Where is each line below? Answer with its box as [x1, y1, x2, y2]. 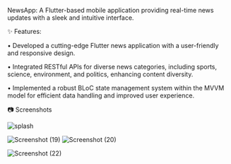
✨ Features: [7, 28, 42, 35]
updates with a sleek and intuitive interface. [7, 13, 134, 22]
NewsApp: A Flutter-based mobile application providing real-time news [7, 6, 214, 14]
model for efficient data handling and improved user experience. [7, 91, 195, 100]
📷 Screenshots [7, 105, 52, 114]
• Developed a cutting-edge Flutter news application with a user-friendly [7, 42, 219, 49]
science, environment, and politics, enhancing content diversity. [7, 70, 194, 78]
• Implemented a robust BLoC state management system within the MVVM [7, 84, 225, 92]
